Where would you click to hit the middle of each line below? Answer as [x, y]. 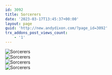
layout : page [19, 24]
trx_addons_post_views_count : [37, 33]
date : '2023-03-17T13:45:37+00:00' [42, 19]
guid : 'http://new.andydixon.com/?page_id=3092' [56, 28]
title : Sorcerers [23, 14]
